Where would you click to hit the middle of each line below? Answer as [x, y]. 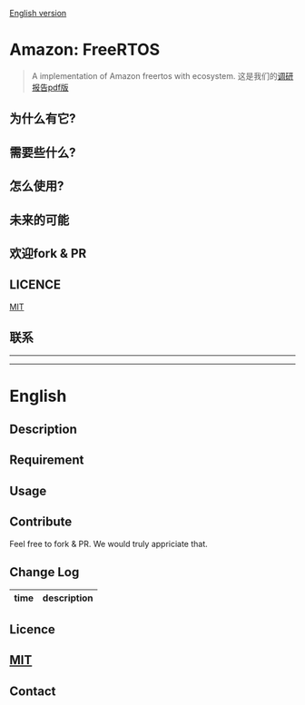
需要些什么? [43, 152]
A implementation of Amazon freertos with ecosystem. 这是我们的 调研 [162, 75]
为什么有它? [43, 118]
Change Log [44, 572]
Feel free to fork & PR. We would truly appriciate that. [109, 543]
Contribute [41, 522]
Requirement [47, 460]
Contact [33, 691]
